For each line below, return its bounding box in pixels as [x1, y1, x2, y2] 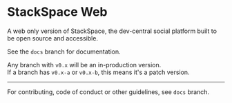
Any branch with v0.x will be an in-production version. [7, 60, 162, 69]
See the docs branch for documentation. [7, 47, 121, 56]
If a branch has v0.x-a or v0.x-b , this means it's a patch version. [7, 68, 190, 76]
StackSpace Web [7, 4, 108, 20]
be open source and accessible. [7, 34, 99, 42]
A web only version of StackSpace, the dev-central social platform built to [7, 27, 217, 35]
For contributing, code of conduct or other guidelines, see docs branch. [7, 87, 209, 96]
